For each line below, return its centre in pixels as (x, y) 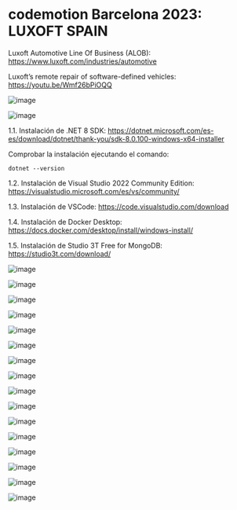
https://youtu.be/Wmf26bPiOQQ (60, 85)
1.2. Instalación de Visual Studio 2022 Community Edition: (101, 183)
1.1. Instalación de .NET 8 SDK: (57, 130)
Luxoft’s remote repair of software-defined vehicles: (92, 76)
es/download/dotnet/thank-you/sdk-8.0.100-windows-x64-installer (117, 138)
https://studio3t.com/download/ (60, 254)
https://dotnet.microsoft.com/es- (161, 130)
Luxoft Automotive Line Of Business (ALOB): (80, 53)
